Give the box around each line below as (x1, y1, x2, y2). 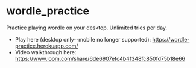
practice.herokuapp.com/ (14, 42, 78, 49)
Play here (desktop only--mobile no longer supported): (14, 36, 151, 43)
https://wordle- (152, 36, 190, 43)
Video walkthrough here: (14, 48, 77, 55)
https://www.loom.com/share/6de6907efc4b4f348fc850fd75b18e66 (14, 55, 186, 62)
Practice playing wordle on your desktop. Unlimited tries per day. (6, 24, 168, 31)
